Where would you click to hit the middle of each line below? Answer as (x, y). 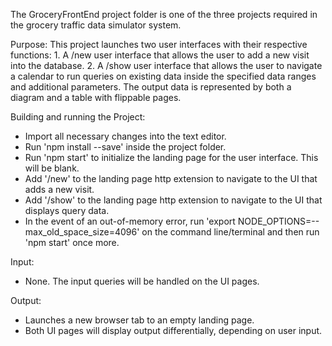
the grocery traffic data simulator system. (96, 25)
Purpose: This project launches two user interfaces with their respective (159, 44)
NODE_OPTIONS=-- (278, 221)
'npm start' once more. (72, 242)
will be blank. (52, 168)
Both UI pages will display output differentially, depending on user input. (173, 330)
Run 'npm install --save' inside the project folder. (125, 147)
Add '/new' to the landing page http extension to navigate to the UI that (171, 178)
